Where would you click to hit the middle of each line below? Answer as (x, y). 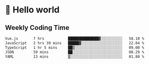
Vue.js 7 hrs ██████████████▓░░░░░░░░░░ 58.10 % (75, 38)
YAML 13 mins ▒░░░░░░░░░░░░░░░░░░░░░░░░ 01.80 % (75, 57)
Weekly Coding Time (37, 28)
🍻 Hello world (32, 10)
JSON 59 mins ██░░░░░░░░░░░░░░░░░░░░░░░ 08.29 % (75, 52)
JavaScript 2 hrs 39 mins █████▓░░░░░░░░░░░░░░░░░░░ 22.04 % (75, 43)
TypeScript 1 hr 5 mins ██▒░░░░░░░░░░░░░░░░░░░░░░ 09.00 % (75, 48)
